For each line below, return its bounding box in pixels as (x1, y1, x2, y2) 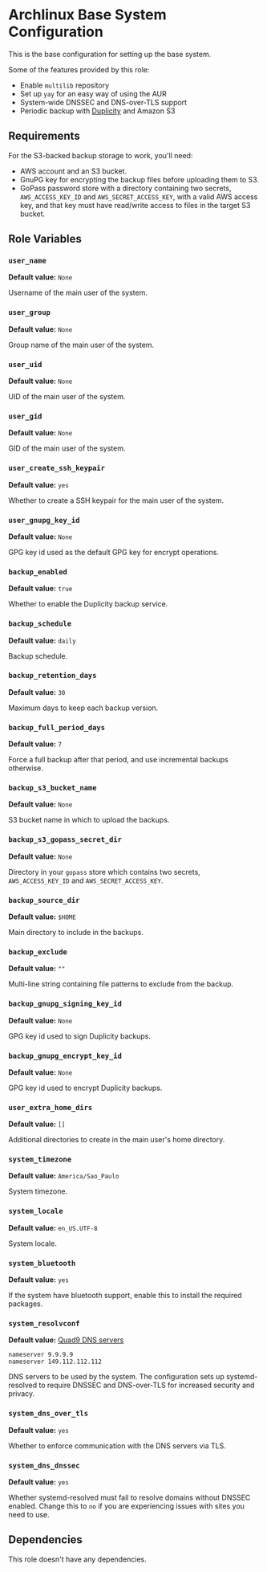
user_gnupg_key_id (8, 516, 80, 525)
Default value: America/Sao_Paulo (8, 1171, 119, 1181)
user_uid (8, 360, 42, 369)
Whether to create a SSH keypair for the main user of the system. (8, 496, 225, 505)
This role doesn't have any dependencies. (8, 1554, 147, 1564)
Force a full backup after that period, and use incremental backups (8, 755, 229, 765)
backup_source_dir (8, 896, 80, 904)
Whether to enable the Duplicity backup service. (8, 599, 168, 609)
